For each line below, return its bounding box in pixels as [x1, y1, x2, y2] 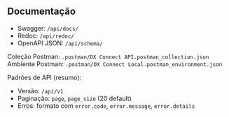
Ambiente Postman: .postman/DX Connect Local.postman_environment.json [7, 59, 223, 68]
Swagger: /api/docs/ [17, 24, 79, 32]
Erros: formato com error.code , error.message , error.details [17, 101, 195, 110]
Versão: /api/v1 [17, 86, 64, 95]
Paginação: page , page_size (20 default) [17, 94, 132, 102]
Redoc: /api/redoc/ [17, 31, 75, 40]
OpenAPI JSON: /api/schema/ [17, 38, 103, 47]
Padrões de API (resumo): [7, 73, 82, 81]
